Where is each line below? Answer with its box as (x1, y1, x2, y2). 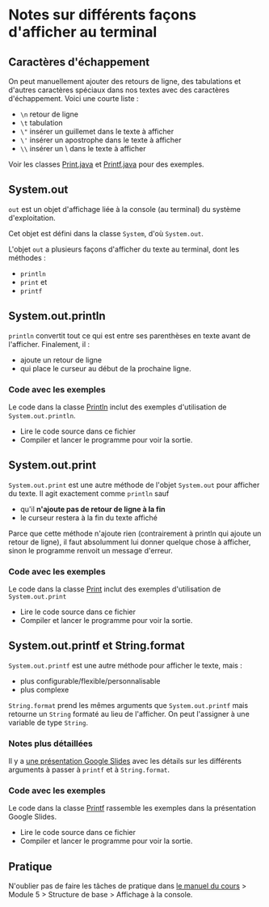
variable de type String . (8, 718, 89, 727)
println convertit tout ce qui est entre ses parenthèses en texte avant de (8, 330, 251, 341)
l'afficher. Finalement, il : (8, 339, 90, 349)
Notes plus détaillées (8, 738, 93, 749)
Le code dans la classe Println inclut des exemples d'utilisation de (8, 402, 227, 412)
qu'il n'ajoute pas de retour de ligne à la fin (19, 504, 166, 514)
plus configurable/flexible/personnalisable (19, 676, 161, 685)
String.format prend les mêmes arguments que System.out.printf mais (8, 700, 249, 710)
